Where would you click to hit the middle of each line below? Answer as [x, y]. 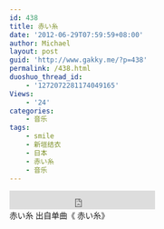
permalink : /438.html [50, 69]
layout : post [34, 52]
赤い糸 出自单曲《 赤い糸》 [59, 215]
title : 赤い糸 [34, 26]
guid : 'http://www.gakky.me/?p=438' [78, 60]
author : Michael [40, 43]
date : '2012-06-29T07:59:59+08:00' [77, 35]
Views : [22, 94]
